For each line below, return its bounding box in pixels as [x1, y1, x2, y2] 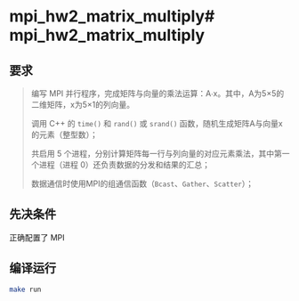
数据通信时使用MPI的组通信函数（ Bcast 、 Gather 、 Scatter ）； [30, 178, 255, 189]
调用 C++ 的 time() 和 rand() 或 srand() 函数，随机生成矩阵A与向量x [30, 118, 283, 128]
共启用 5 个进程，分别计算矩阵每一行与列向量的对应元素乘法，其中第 [30, 149, 282, 159]
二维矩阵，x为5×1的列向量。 [30, 100, 135, 110]
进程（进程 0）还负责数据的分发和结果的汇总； [38, 159, 211, 170]
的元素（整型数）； [30, 129, 98, 140]
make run [9, 285, 42, 294]
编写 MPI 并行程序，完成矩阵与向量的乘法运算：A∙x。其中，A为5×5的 [30, 88, 285, 99]
